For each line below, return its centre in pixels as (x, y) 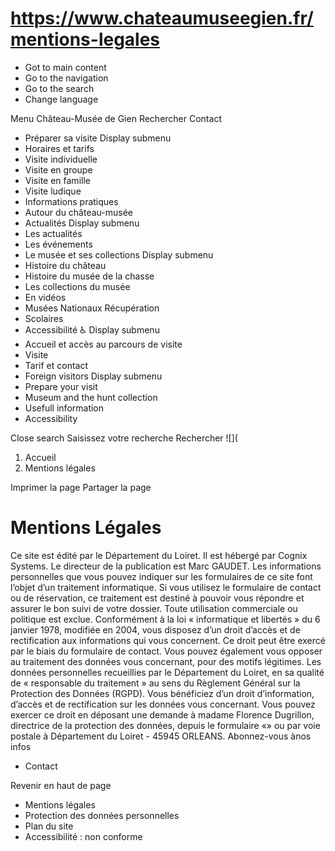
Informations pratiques (71, 201)
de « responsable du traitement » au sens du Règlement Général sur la (155, 683)
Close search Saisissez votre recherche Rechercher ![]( (124, 438)
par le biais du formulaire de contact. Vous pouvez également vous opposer (166, 651)
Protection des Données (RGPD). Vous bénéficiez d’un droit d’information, (162, 693)
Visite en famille (57, 180)
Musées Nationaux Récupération (92, 308)
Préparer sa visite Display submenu (98, 138)
